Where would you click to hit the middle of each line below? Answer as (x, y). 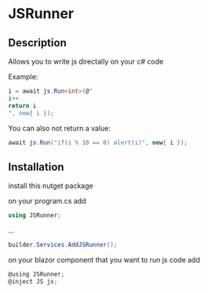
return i (22, 106)
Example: (23, 77)
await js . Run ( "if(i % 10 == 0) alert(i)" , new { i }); (98, 142)
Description (37, 43)
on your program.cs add (47, 201)
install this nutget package (51, 186)
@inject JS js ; (33, 281)
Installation (36, 167)
